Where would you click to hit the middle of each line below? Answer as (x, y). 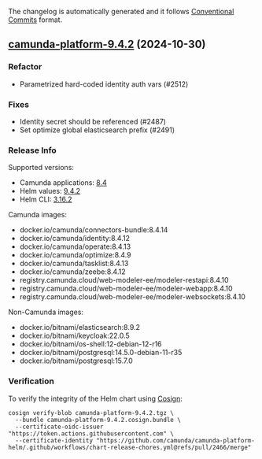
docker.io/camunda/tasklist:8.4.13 (74, 264)
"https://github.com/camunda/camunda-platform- (175, 440)
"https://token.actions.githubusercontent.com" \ (91, 433)
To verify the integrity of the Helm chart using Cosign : (96, 398)
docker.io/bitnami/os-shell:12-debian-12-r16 (91, 344)
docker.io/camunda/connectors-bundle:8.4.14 (94, 230)
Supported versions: (41, 168)
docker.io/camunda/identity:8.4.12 (74, 239)
